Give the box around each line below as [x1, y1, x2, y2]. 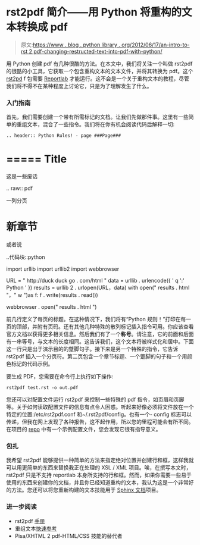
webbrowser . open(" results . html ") [6, 303, 97, 311]
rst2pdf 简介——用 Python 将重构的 [6, 5, 182, 19]
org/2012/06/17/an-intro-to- [121, 41, 190, 48]
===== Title [6, 152, 67, 166]
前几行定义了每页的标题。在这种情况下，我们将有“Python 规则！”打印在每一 [6, 316, 192, 323]
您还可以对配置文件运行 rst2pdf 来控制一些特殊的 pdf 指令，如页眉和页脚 [6, 396, 185, 403]
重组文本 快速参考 [14, 525, 57, 532]
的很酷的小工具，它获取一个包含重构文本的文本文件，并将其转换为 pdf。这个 [6, 67, 193, 74]
